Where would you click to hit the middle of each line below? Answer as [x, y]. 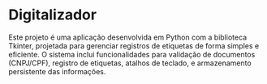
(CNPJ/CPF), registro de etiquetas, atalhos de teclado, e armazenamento [130, 63]
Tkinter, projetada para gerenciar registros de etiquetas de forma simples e [134, 45]
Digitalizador [53, 15]
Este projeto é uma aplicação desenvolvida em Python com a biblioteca [128, 37]
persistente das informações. [57, 71]
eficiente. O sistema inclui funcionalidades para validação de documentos [132, 54]
